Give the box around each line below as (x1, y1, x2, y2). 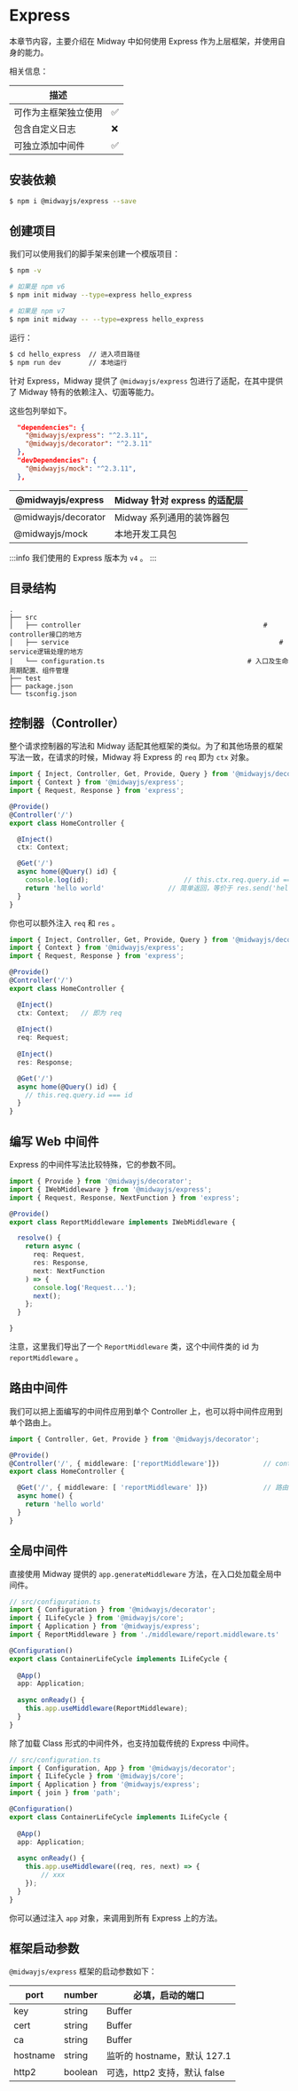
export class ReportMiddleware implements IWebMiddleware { (9, 1217, 237, 1226)
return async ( (25, 1242, 82, 1251)
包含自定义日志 (13, 123, 77, 135)
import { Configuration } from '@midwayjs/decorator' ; (9, 1605, 216, 1614)
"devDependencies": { (17, 456, 98, 465)
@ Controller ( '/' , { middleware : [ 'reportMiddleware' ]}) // (9, 1459, 272, 1468)
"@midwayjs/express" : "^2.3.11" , (25, 432, 149, 440)
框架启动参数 (9, 1941, 80, 1956)
